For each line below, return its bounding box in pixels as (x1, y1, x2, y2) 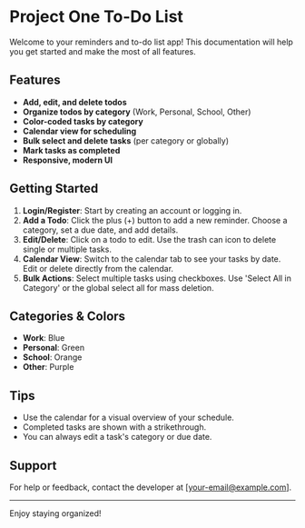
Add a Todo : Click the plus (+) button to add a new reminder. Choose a (22, 214, 288, 225)
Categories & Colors (9, 308, 125, 324)
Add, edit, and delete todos (22, 96, 127, 107)
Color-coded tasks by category (22, 115, 143, 126)
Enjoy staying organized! (9, 508, 102, 519)
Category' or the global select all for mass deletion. (22, 282, 215, 293)
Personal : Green (22, 343, 84, 354)
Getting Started (9, 181, 99, 196)
